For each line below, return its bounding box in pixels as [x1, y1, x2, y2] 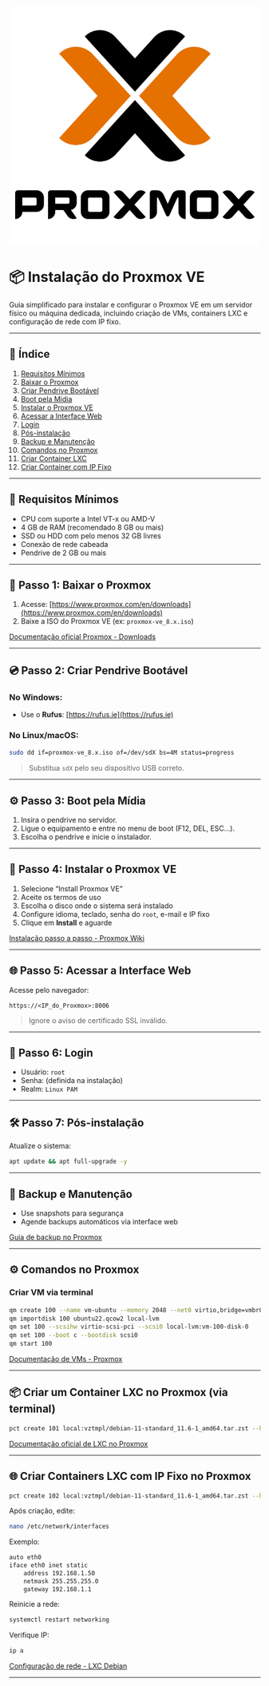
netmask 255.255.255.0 [23, 1577, 99, 1585]
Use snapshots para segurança [20, 1208, 125, 1218]
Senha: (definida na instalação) [20, 1076, 123, 1085]
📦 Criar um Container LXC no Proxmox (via [9, 1386, 228, 1399]
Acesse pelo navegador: [9, 985, 89, 994]
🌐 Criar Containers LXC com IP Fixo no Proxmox [9, 1470, 251, 1483]
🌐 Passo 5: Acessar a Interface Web [9, 964, 192, 978]
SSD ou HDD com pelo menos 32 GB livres [20, 530, 162, 541]
